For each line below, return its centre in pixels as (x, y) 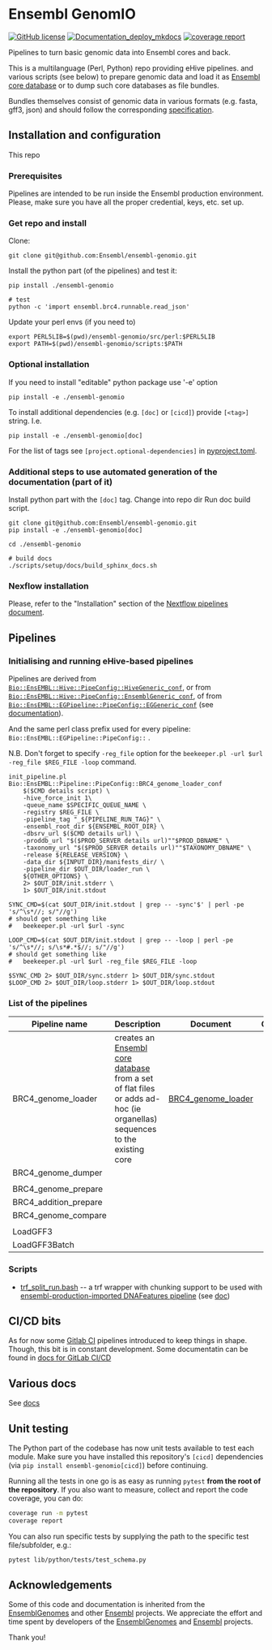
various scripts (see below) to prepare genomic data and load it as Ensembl (134, 76)
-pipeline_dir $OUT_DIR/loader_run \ (87, 869)
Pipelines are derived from (53, 678)
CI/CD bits (35, 1321)
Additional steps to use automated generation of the (113, 472)
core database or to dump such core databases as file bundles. (114, 85)
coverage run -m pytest (49, 1513)
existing (130, 1150)
